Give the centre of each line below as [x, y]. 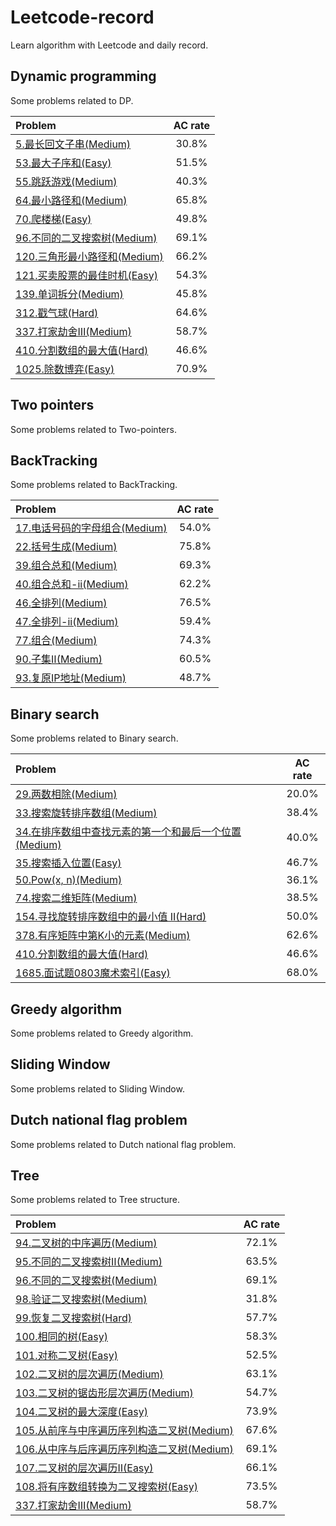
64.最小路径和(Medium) [71, 200]
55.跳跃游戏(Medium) [66, 181]
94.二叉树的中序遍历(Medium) [86, 1243]
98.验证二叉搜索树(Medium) [81, 1299]
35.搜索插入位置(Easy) [68, 863]
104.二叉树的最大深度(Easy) [81, 1412]
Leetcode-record [82, 17]
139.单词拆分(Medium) [69, 294]
